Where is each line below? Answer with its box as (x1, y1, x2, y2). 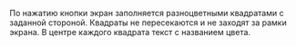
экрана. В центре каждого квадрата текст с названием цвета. (9, 27, 251, 37)
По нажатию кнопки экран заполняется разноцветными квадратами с (9, 8, 284, 18)
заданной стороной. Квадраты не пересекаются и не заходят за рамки (9, 17, 287, 28)
